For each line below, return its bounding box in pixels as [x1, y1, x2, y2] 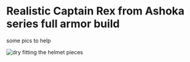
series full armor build [6, 17, 120, 31]
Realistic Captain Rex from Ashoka [6, 4, 185, 18]
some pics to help [6, 37, 51, 44]
